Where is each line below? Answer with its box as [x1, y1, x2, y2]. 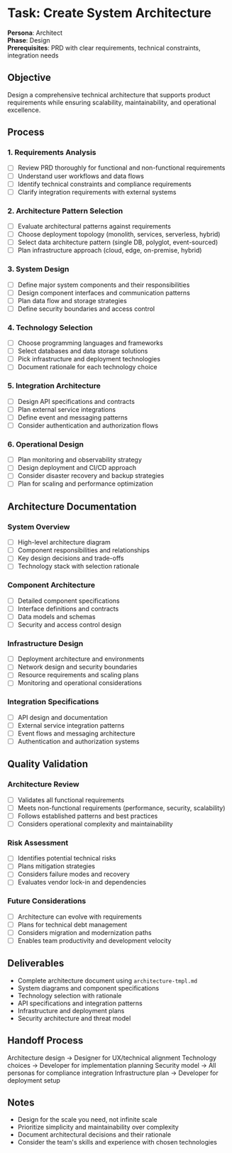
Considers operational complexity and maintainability [17, 819, 173, 828]
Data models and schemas [17, 612, 96, 621]
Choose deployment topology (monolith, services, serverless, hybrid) [17, 230, 221, 239]
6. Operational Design [7, 439, 84, 449]
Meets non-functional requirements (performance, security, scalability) [17, 804, 226, 812]
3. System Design [7, 264, 70, 274]
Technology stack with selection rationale [17, 562, 140, 571]
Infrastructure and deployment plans [17, 1006, 125, 1015]
